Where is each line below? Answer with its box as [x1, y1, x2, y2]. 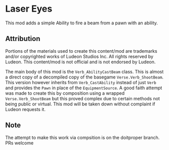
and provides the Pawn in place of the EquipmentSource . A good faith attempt [5, 85, 162, 91]
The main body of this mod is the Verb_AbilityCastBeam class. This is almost [5, 68, 164, 74]
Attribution [5, 34, 40, 43]
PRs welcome [5, 140, 34, 146]
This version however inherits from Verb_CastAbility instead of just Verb [5, 79, 156, 85]
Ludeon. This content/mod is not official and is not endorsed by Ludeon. [5, 59, 156, 65]
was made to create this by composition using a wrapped [5, 90, 125, 96]
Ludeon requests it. [5, 106, 46, 112]
